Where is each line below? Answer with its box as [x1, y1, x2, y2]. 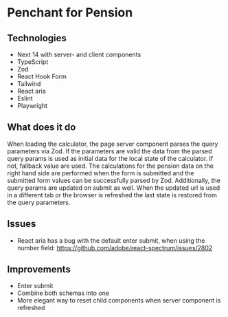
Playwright [16, 102, 48, 109]
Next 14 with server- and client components [16, 50, 141, 58]
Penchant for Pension [7, 5, 133, 21]
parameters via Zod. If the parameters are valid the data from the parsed [7, 146, 212, 155]
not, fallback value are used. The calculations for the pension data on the [7, 162, 214, 170]
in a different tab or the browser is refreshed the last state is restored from [7, 190, 218, 199]
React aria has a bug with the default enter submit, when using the [16, 236, 205, 245]
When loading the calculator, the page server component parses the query [7, 140, 218, 148]
